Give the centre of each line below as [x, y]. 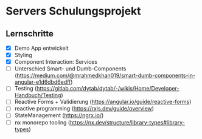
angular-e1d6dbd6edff [43, 82]
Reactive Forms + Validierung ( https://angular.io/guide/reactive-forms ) [103, 102]
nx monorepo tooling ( [42, 122]
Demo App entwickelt [42, 48]
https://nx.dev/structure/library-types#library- [127, 122]
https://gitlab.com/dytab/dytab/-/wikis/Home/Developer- [108, 89]
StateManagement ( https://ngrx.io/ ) [59, 115]
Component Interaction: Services [56, 62]
